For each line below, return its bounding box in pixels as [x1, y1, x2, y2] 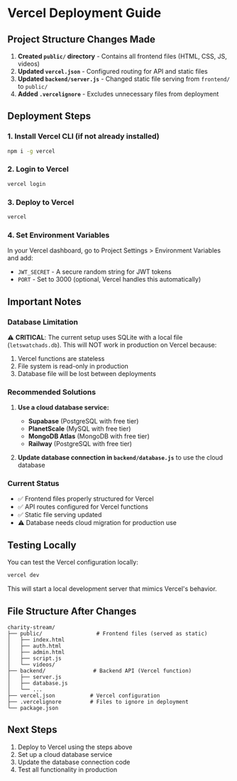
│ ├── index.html [7, 636, 65, 643]
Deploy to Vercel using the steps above [17, 743, 133, 751]
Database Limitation [7, 317, 78, 327]
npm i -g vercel [7, 148, 55, 155]
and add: [7, 254, 33, 262]
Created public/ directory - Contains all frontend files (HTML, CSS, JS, [17, 52, 227, 60]
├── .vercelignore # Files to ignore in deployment [7, 698, 189, 705]
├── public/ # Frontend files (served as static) [7, 630, 208, 637]
